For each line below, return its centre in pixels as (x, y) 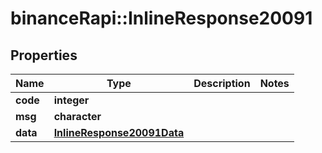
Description (222, 83)
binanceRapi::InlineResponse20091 (161, 18)
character (77, 116)
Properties (44, 55)
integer (71, 100)
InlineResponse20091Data (119, 132)
